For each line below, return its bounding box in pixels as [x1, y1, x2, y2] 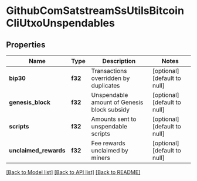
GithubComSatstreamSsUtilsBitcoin [6, 4, 185, 18]
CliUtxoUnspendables [6, 16, 116, 30]
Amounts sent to [91, 115, 137, 123]
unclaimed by [91, 147, 129, 154]
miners [91, 154, 110, 162]
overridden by [91, 74, 130, 82]
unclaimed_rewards [9, 147, 66, 154]
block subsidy [91, 106, 130, 113]
